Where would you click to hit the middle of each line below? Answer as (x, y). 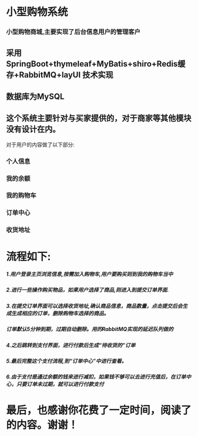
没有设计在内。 (33, 129)
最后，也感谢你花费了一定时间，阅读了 (99, 410)
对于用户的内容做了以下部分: (41, 144)
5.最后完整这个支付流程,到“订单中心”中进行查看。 (66, 361)
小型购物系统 (37, 12)
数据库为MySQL (35, 97)
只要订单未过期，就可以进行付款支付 (60, 384)
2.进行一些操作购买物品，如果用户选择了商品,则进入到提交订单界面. (88, 290)
